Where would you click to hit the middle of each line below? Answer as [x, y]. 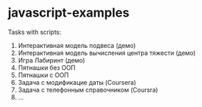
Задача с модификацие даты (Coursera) [77, 82]
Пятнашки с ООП [43, 75]
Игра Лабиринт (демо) [51, 60]
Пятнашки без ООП [47, 67]
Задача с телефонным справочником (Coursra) [88, 90]
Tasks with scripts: [35, 32]
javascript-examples [69, 13]
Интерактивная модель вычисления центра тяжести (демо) [107, 53]
